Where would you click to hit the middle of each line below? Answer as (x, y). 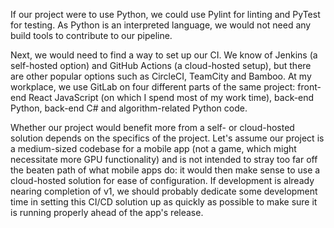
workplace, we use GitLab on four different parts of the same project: (153, 87)
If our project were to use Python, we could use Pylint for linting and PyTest (165, 14)
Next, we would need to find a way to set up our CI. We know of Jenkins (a (164, 55)
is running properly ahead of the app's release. (107, 212)
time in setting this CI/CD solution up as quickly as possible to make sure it (164, 202)
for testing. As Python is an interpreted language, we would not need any (161, 25)
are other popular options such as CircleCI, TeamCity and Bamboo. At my (161, 76)
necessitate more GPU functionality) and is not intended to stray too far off (164, 159)
